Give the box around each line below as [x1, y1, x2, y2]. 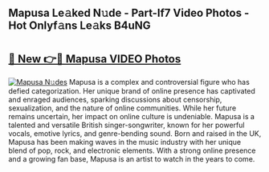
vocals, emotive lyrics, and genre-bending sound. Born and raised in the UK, [8, 129, 262, 138]
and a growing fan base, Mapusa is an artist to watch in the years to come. [8, 154, 255, 163]
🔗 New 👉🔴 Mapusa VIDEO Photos [8, 52, 181, 66]
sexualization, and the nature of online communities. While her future [8, 103, 237, 113]
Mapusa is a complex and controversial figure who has [69, 78, 251, 86]
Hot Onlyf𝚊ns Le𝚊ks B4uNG [8, 19, 151, 33]
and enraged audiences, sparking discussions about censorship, [8, 95, 222, 104]
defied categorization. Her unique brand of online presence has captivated [8, 86, 255, 95]
